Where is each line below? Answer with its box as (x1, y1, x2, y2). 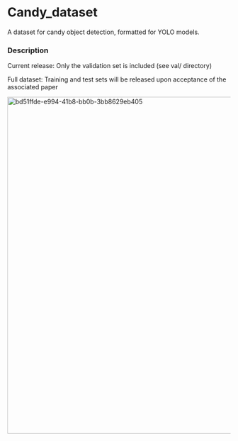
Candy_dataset (7, 4, 98, 21)
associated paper (7, 83, 58, 91)
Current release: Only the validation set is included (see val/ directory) (7, 62, 212, 70)
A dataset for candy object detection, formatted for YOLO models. (7, 28, 200, 36)
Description (7, 45, 49, 55)
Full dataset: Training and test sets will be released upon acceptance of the (7, 75, 227, 84)
